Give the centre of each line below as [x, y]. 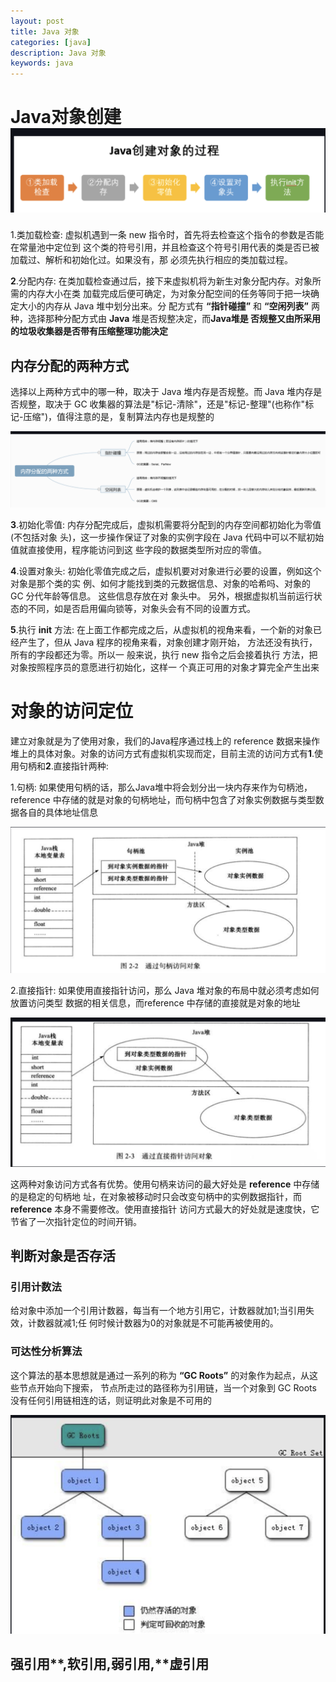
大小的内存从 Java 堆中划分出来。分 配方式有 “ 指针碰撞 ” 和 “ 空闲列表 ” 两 [169, 306]
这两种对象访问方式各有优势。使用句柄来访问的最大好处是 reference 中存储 [165, 1184]
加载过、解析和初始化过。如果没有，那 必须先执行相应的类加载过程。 [151, 260]
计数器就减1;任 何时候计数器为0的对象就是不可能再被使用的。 [153, 1323]
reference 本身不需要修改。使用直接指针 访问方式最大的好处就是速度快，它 [165, 1209]
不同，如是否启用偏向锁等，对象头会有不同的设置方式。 [141, 609]
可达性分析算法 [46, 1352]
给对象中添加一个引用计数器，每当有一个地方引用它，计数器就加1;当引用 [158, 1311]
